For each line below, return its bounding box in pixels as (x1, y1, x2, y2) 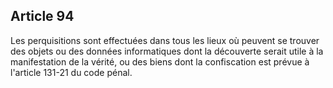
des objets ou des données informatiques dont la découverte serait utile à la (10, 45, 324, 57)
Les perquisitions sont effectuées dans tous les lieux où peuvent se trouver (10, 34, 320, 46)
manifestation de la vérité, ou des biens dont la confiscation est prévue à (10, 55, 310, 68)
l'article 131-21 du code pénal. (10, 66, 133, 78)
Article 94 (10, 8, 75, 25)
